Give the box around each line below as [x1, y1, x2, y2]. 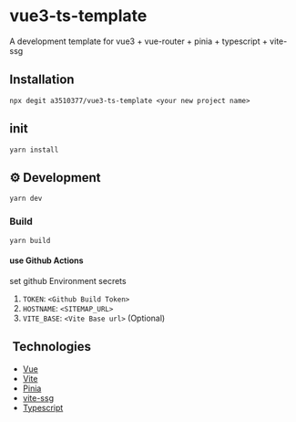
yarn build [9, 236, 51, 245]
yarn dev [9, 194, 43, 204]
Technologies [12, 339, 92, 354]
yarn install [9, 145, 59, 154]
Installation [9, 72, 75, 88]
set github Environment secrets [9, 275, 127, 286]
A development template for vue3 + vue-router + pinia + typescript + [9, 36, 269, 47]
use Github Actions [9, 255, 84, 266]
